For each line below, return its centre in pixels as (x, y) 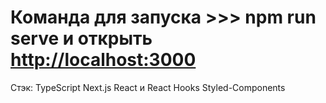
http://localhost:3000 (103, 60)
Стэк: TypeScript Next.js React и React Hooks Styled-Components (148, 87)
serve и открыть (81, 38)
